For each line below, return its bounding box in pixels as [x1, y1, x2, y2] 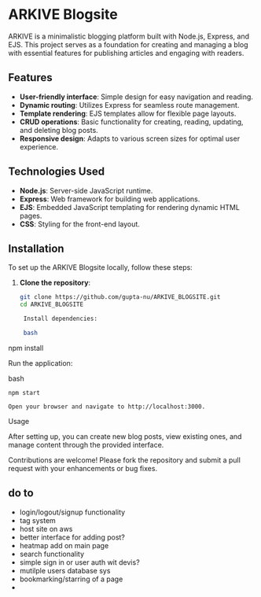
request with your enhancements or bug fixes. [8, 463, 158, 473]
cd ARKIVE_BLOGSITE [19, 300, 84, 308]
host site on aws [19, 524, 73, 533]
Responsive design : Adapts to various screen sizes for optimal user [19, 134, 241, 143]
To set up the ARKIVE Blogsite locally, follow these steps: [8, 263, 193, 272]
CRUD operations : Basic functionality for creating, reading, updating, [19, 116, 244, 127]
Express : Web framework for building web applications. [19, 194, 200, 204]
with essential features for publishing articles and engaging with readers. [8, 48, 244, 57]
